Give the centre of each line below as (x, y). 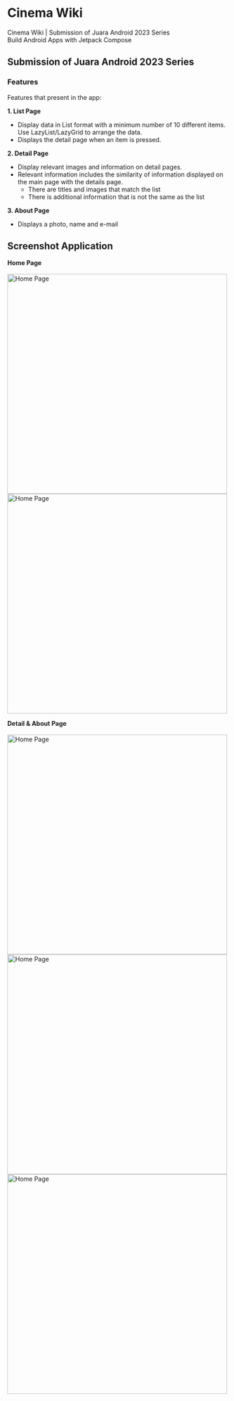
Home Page (25, 263)
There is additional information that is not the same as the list (116, 197)
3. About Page (28, 210)
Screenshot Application (60, 247)
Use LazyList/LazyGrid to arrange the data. (80, 132)
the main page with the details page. (70, 181)
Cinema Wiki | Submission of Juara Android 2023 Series (89, 32)
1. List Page (24, 111)
